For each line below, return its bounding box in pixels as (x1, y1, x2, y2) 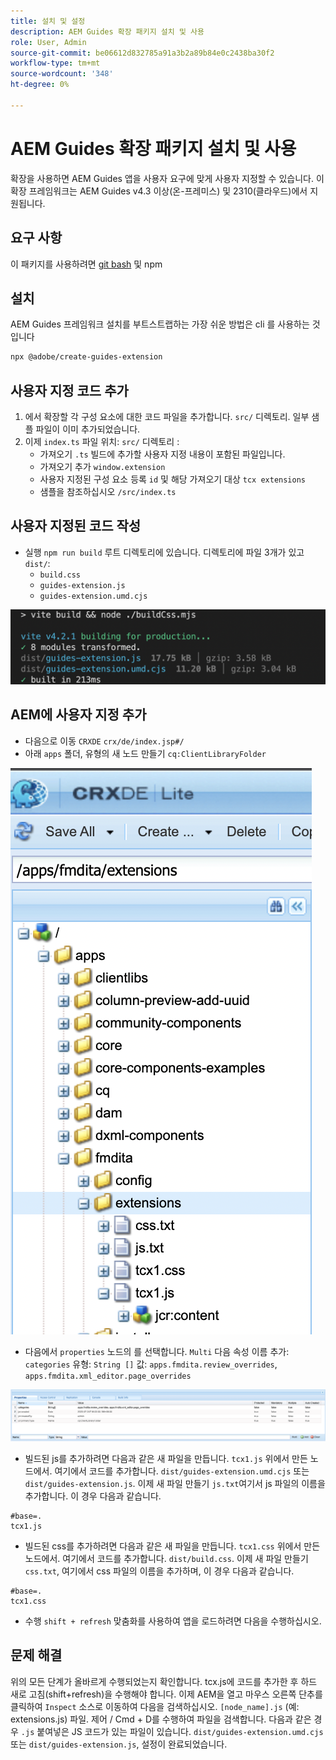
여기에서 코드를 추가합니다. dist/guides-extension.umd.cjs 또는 (54, 1465, 310, 1477)
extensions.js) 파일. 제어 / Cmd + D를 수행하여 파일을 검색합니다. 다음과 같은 (10, 1713, 312, 1725)
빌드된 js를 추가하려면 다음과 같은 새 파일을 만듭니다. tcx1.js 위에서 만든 (24, 1452, 308, 1464)
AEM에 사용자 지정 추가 (10, 706, 147, 724)
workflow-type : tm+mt (10, 58, 101, 69)
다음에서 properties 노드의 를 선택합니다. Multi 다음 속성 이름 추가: (24, 1345, 290, 1357)
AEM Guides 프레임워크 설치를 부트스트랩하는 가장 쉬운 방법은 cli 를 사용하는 (10, 318, 310, 330)
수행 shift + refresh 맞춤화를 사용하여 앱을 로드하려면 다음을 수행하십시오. (24, 1615, 322, 1627)
